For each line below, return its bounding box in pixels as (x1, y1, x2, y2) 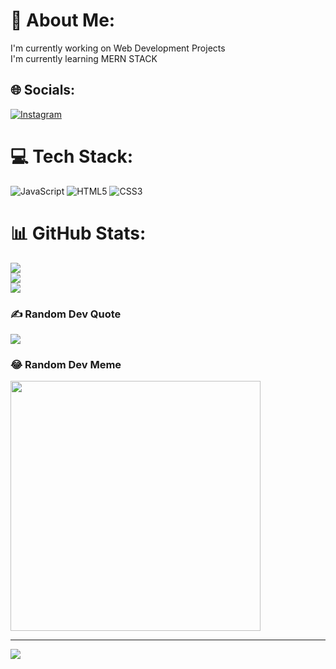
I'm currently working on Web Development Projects (10, 42, 226, 54)
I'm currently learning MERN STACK (10, 52, 158, 64)
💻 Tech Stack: (10, 145, 134, 168)
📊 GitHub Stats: (10, 222, 147, 244)
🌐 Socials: (10, 82, 76, 99)
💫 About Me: (10, 9, 116, 32)
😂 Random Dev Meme (10, 357, 122, 371)
